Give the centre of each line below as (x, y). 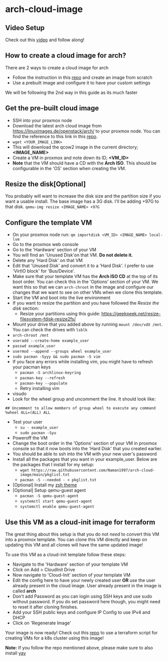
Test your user (27, 422)
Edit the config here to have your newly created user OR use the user (84, 580)
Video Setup (25, 28)
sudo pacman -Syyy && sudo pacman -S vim (56, 357)
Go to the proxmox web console (45, 244)
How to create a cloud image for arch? (66, 55)
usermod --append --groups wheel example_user (62, 352)
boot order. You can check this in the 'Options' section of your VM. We (85, 282)
